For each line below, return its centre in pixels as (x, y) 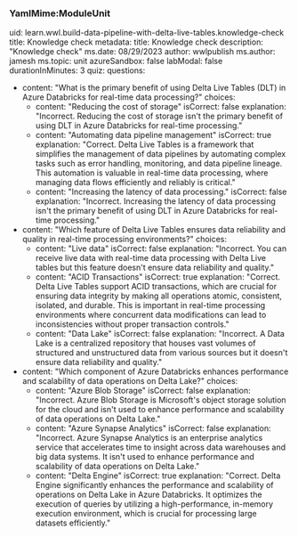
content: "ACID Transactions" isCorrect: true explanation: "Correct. (158, 277)
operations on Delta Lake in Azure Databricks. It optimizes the (149, 495)
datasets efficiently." (73, 523)
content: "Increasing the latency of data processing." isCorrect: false (161, 192)
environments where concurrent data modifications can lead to (151, 315)
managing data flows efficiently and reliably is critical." (135, 183)
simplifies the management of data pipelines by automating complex (161, 154)
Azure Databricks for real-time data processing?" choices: (129, 97)
